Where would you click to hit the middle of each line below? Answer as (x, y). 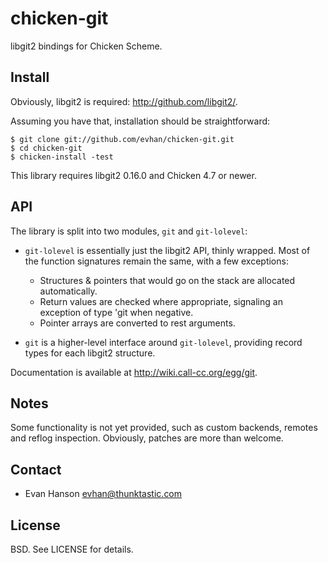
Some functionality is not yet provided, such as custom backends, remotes (164, 428)
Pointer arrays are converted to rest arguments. (137, 323)
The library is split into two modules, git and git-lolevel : (129, 231)
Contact (36, 469)
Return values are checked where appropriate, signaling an (161, 301)
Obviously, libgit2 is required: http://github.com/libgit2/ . (124, 101)
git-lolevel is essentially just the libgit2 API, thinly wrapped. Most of (167, 250)
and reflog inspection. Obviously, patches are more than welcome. (147, 438)
